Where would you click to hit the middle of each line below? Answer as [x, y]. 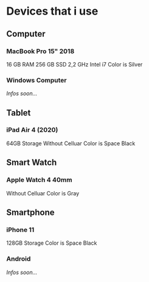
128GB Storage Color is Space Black [52, 243]
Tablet [19, 113]
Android [19, 259]
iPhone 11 [20, 230]
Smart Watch [32, 163]
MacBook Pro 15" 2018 [40, 51]
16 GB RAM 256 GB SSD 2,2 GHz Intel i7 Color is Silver [74, 64]
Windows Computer [36, 80]
